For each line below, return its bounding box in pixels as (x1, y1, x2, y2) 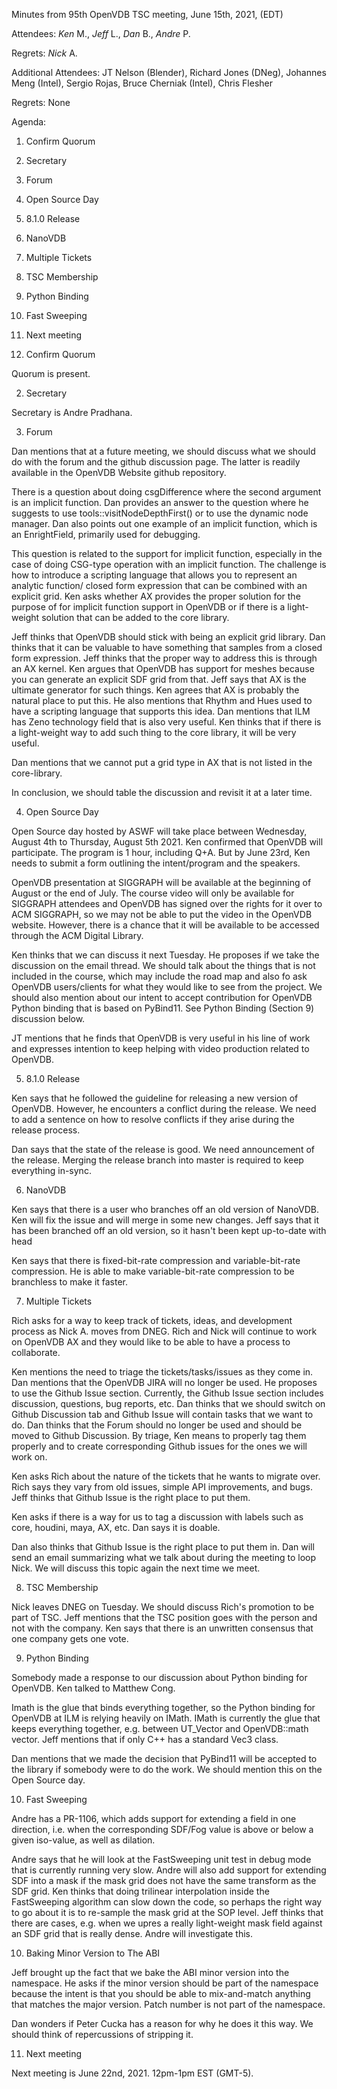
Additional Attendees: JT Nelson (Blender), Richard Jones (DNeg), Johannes (11, 67, 327, 78)
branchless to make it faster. (11, 1276, 129, 1288)
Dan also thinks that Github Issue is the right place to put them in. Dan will (11, 1541, 315, 1553)
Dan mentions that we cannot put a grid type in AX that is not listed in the (11, 757, 313, 768)
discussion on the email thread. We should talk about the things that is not (11, 960, 316, 971)
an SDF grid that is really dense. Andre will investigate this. (11, 1928, 254, 1939)
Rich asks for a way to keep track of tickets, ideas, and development (11, 1315, 293, 1326)
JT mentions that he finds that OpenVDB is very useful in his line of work (11, 1032, 311, 1044)
